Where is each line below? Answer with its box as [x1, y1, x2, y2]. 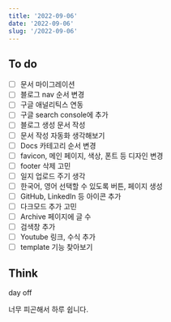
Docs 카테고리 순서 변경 [19, 140, 96, 150]
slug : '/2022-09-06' [8, 27, 79, 35]
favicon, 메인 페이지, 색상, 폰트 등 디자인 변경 [19, 151, 164, 161]
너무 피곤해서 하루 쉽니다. [8, 305, 89, 315]
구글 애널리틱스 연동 [19, 100, 83, 109]
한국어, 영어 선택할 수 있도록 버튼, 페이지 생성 [19, 181, 164, 191]
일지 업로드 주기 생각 [19, 171, 86, 181]
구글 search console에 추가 [19, 110, 109, 120]
